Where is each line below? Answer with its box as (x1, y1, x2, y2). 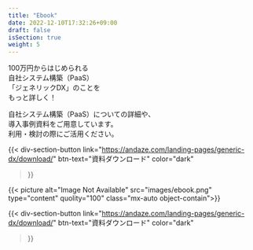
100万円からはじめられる (8, 64, 89, 73)
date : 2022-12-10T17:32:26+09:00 (8, 19, 118, 27)
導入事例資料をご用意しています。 (8, 119, 118, 129)
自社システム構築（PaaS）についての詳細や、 (8, 109, 156, 119)
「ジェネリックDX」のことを (8, 83, 101, 93)
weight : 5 (8, 41, 41, 49)
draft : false (8, 26, 51, 34)
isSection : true (8, 33, 61, 42)
